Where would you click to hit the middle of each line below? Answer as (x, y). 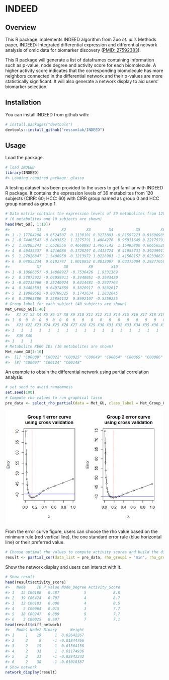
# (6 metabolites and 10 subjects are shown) (54, 219)
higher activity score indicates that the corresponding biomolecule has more (84, 71)
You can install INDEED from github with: (47, 114)
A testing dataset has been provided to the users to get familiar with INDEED (84, 188)
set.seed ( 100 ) (20, 393)
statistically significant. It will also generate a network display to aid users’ (82, 81)
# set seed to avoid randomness (39, 387)
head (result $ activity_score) (36, 582)
